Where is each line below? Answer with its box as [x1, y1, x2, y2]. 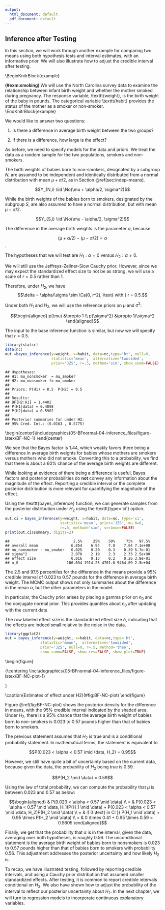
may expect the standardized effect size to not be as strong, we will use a [5, 268, 154, 274]
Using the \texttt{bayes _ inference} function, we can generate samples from [5, 500, 158, 506]
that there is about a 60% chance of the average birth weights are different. [5, 460, 158, 466]
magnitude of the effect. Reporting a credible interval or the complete [5, 480, 146, 486]
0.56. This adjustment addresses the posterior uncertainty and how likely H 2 [5, 850, 160, 857]
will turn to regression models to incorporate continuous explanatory [5, 895, 144, 901]
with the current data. [5, 607, 49, 613]
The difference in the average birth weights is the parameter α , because [5, 226, 151, 232]
